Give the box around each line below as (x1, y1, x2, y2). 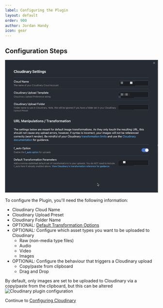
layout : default (5, 13, 38, 18)
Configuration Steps (5, 46, 68, 55)
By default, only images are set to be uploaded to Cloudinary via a (5, 277, 137, 283)
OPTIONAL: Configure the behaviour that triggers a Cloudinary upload (12, 258, 152, 264)
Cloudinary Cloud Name (12, 206, 61, 213)
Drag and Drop (19, 268, 49, 274)
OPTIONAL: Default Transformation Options (12, 222, 99, 228)
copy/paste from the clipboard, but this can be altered (5, 283, 113, 289)
